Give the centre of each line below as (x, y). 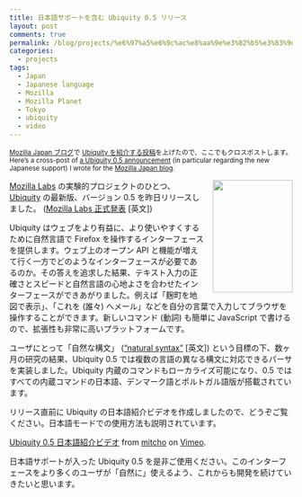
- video (32, 127)
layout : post (34, 26)
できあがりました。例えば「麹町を (127, 295)
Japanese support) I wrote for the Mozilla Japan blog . (92, 168)
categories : (31, 51)
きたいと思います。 (44, 484)
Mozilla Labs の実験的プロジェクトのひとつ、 (92, 186)
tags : (19, 68)
